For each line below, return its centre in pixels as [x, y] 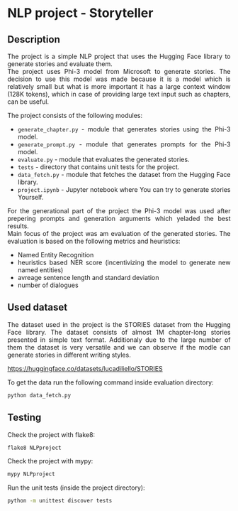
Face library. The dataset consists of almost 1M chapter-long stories [119, 332]
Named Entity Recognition [56, 255]
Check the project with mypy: [50, 461]
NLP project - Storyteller [80, 13]
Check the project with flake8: [51, 434]
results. [18, 226]
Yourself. [30, 197]
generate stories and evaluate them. [60, 64]
